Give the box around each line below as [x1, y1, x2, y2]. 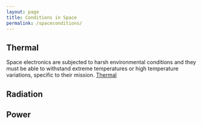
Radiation [6, 89, 44, 99]
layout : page [6, 8, 39, 15]
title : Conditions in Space [6, 15, 77, 21]
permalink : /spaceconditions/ [6, 20, 83, 26]
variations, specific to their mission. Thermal [6, 71, 117, 79]
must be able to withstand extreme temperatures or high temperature [6, 65, 179, 73]
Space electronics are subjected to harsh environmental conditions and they [6, 59, 197, 66]
